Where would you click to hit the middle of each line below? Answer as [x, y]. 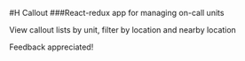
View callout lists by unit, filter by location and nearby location [123, 30]
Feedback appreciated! [51, 47]
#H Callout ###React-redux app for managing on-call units [117, 13]
